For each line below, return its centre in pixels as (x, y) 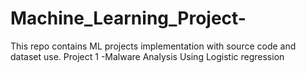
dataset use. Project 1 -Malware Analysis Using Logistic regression (147, 56)
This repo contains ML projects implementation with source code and (153, 46)
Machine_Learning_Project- (128, 18)
